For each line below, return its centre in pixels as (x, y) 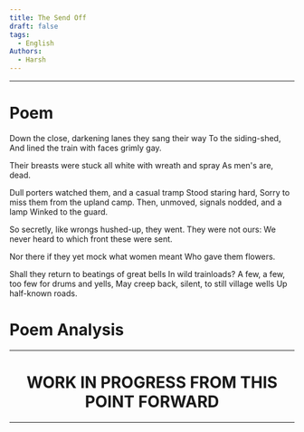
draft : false (34, 26)
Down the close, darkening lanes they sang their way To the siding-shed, (145, 138)
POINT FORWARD (152, 402)
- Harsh (32, 60)
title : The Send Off (48, 18)
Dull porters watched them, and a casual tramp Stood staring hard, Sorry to (150, 192)
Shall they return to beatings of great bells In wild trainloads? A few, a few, (147, 274)
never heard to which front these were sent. (91, 239)
